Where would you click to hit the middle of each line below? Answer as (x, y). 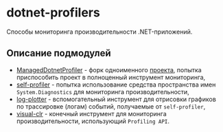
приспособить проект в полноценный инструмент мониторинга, (111, 77)
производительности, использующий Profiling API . (93, 121)
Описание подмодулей (59, 53)
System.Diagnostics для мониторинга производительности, (103, 91)
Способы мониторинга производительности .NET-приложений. (99, 32)
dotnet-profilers (53, 13)
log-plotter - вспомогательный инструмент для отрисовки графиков (116, 99)
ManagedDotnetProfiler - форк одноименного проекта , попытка (109, 69)
